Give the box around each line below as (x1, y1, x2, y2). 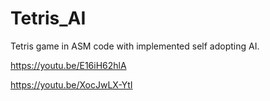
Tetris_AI (10, 7, 87, 30)
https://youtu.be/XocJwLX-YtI (10, 78, 133, 91)
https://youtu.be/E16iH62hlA (10, 59, 127, 71)
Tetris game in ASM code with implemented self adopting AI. (10, 40, 260, 52)
